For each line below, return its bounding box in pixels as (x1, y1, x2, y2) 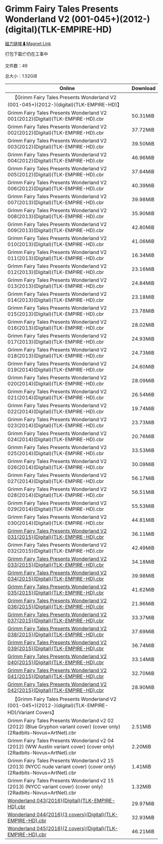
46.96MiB (131, 154, 155, 161)
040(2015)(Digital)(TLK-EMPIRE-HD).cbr (7, 659, 104, 666)
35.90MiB (131, 210, 155, 217)
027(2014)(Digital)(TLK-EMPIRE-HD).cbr (7, 478, 104, 484)
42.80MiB (131, 224, 155, 231)
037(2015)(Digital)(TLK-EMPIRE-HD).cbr (7, 617, 104, 624)
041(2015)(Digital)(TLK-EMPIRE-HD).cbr (7, 673, 104, 680)
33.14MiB (131, 656, 155, 663)
